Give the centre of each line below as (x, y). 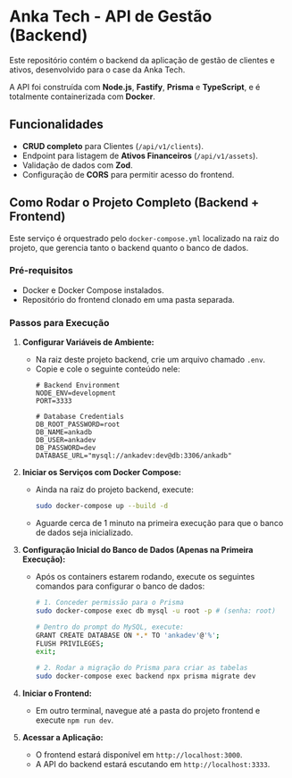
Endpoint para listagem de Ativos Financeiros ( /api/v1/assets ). (140, 155)
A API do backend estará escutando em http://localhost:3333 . (153, 765)
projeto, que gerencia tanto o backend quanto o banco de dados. (129, 247)
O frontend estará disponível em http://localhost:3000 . (139, 755)
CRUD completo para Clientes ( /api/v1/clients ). (113, 146)
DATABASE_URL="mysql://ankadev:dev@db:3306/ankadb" (133, 456)
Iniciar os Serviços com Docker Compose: (101, 473)
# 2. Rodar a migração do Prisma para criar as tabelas (142, 668)
